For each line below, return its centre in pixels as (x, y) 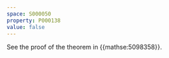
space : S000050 (29, 14)
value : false (26, 27)
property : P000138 (34, 21)
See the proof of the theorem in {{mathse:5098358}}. (84, 47)
